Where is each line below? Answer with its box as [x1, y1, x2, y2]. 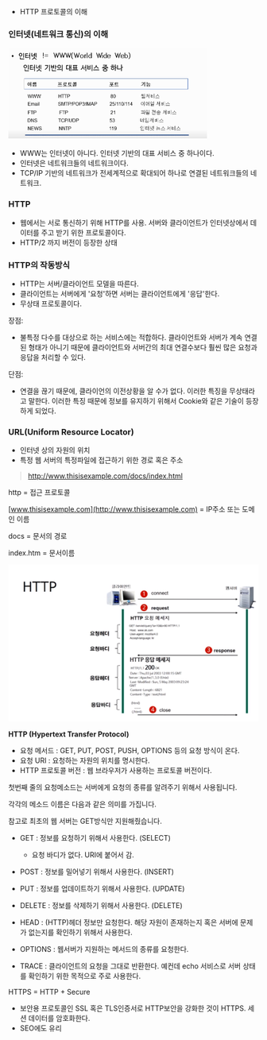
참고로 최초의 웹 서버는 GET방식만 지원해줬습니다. [8, 817, 163, 826]
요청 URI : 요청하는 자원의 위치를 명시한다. [19, 756, 150, 765]
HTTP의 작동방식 [8, 259, 70, 270]
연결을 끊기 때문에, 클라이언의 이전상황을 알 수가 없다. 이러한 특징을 [19, 386, 228, 396]
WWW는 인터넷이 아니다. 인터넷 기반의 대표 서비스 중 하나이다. [19, 149, 215, 158]
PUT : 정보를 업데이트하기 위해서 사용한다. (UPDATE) [19, 884, 185, 894]
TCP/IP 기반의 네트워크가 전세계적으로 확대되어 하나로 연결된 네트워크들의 [19, 168, 249, 178]
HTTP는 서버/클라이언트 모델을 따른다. [19, 279, 139, 288]
